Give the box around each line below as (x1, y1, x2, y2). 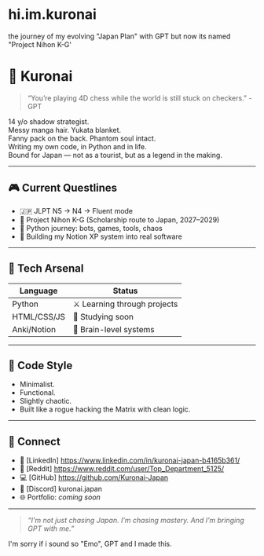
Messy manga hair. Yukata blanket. (8, 125, 122, 134)
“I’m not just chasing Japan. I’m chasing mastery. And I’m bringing (27, 516, 245, 525)
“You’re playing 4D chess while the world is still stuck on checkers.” (27, 93, 247, 103)
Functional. (19, 388, 57, 397)
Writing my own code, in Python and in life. (8, 141, 147, 151)
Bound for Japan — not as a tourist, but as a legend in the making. (8, 150, 222, 159)
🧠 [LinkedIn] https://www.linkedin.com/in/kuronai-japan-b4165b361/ (19, 455, 240, 465)
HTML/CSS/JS (12, 311, 65, 322)
